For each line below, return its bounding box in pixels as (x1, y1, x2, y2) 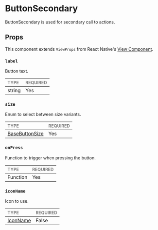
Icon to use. (5, 198, 29, 204)
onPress (5, 145, 23, 151)
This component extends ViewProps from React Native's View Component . (5, 46, 154, 52)
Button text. (5, 68, 28, 74)
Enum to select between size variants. (5, 112, 81, 117)
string (7, 87, 21, 94)
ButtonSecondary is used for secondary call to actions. (5, 19, 115, 25)
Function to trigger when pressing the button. (5, 154, 96, 161)
